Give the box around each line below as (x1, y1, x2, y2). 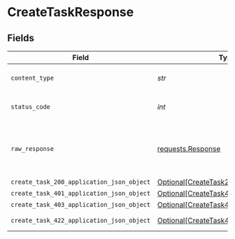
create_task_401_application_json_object (10, 189, 151, 197)
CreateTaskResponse (7, 4, 134, 20)
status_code (10, 103, 51, 110)
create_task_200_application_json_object (10, 178, 151, 186)
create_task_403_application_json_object (10, 201, 151, 208)
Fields (7, 32, 35, 44)
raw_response (10, 145, 55, 152)
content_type (10, 74, 55, 82)
